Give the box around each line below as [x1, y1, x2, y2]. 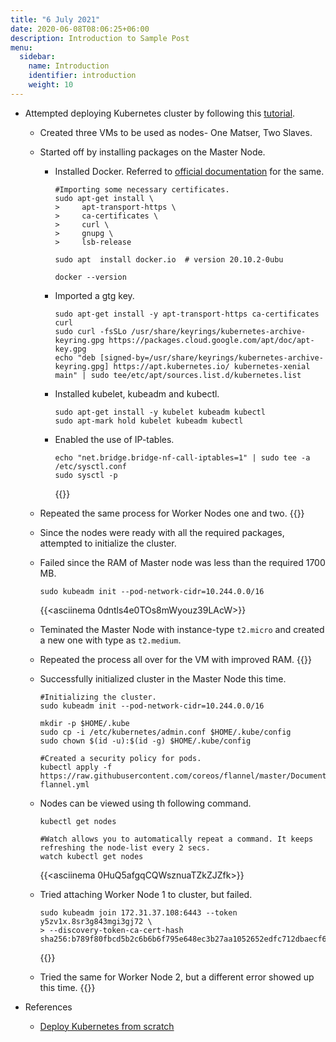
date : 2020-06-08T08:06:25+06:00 [10, 24, 150, 34]
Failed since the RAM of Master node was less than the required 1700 [39, 556, 326, 568]
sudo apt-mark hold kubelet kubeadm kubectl [54, 416, 244, 426]
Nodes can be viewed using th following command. [39, 797, 252, 809]
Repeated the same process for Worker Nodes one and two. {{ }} [39, 507, 305, 519]
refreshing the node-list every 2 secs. [39, 842, 211, 853]
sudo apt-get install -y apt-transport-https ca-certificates [54, 309, 320, 319]
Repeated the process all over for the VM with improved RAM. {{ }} [39, 653, 312, 665]
